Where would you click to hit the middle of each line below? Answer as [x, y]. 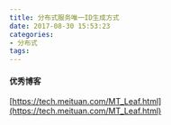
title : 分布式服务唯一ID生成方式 [64, 18]
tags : [19, 51]
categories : [31, 34]
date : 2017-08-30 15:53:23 [60, 26]
